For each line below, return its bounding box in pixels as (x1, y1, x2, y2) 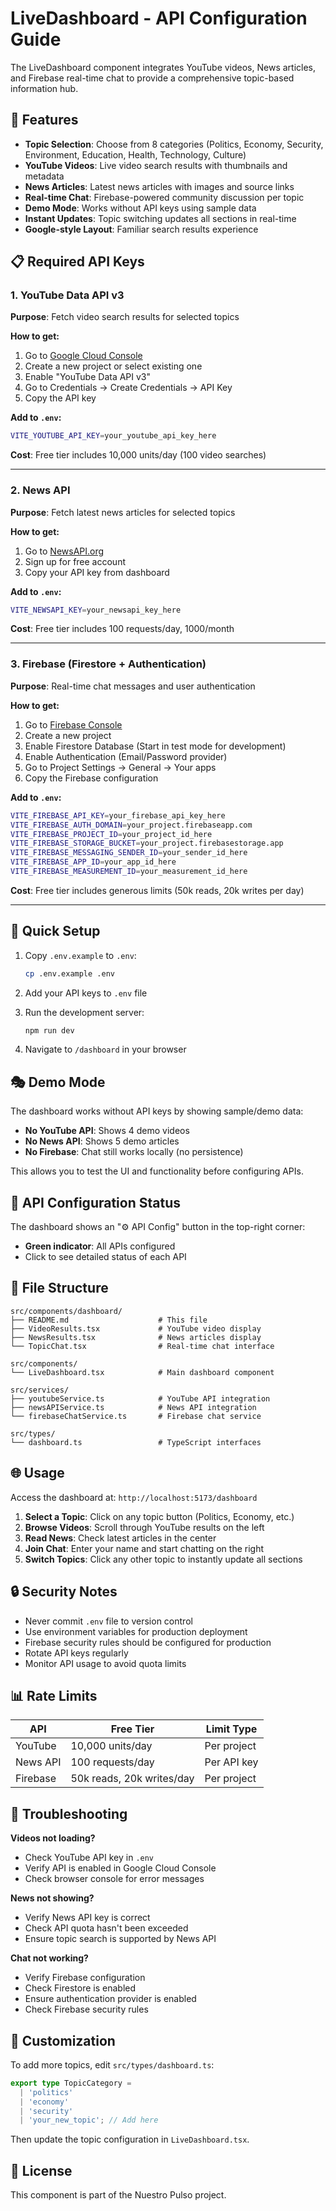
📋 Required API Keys (10, 253, 145, 271)
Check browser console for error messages (24, 1873, 205, 1885)
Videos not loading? (10, 1832, 96, 1844)
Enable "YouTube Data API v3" (24, 371, 152, 383)
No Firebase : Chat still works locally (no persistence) (24, 1146, 244, 1158)
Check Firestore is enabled (24, 1982, 137, 1994)
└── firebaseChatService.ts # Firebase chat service (10, 1411, 262, 1421)
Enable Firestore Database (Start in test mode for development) (24, 740, 287, 752)
